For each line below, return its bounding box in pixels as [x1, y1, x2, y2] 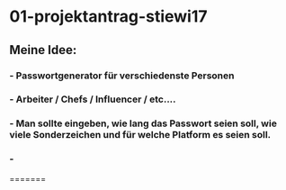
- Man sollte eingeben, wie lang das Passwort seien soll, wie [9, 117, 277, 130]
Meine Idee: [9, 42, 77, 58]
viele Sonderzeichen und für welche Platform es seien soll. [9, 129, 272, 141]
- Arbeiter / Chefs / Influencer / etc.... [9, 93, 177, 105]
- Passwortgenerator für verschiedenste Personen [9, 69, 235, 82]
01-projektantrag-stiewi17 [9, 6, 209, 27]
